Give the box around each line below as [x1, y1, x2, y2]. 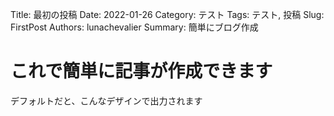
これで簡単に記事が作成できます [10, 60, 273, 83]
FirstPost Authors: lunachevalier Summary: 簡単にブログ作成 [10, 21, 259, 33]
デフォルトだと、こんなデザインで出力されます [10, 94, 203, 107]
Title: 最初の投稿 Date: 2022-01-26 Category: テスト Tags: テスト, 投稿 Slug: [10, 9, 325, 20]
